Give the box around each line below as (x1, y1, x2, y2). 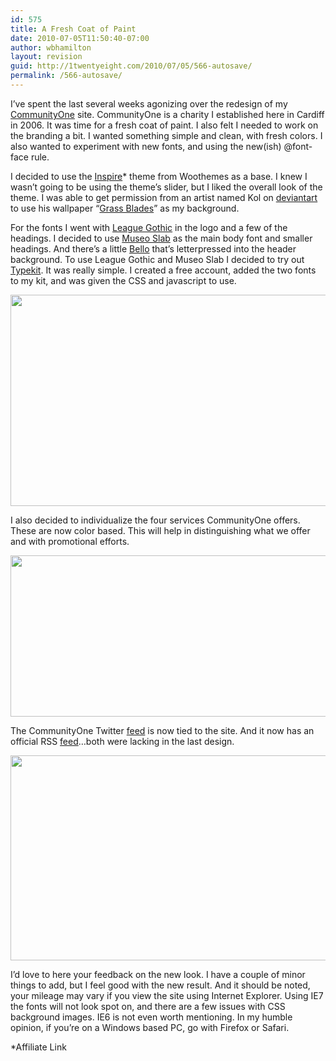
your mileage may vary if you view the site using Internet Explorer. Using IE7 (10, 989, 324, 1001)
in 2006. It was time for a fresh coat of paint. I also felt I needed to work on (10, 119, 319, 131)
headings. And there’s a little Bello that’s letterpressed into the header (10, 242, 297, 255)
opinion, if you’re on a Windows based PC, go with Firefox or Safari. (10, 1021, 290, 1033)
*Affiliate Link (10, 1041, 67, 1053)
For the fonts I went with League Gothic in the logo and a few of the (10, 221, 288, 233)
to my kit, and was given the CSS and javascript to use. (10, 274, 237, 286)
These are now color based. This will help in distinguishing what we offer (10, 524, 311, 536)
